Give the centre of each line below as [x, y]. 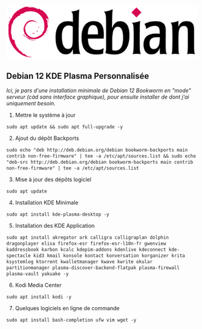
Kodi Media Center [38, 285]
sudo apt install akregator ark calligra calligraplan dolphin [88, 238]
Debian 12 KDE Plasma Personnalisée [78, 76]
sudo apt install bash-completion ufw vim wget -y [71, 320]
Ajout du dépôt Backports [47, 138]
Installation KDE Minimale [47, 203]
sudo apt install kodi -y [39, 297]
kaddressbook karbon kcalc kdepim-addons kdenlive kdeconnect [86, 250]
